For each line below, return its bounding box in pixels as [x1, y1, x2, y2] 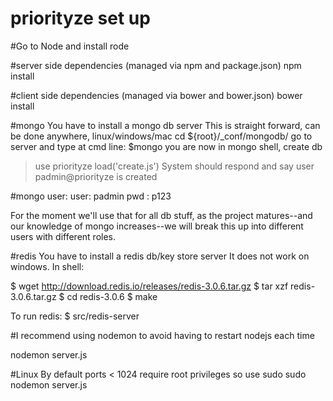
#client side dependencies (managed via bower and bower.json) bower [10, 89, 303, 101]
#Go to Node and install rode [10, 40, 130, 52]
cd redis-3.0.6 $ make [66, 290, 158, 302]
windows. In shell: [10, 260, 85, 272]
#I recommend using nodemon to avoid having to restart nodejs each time [10, 329, 315, 341]
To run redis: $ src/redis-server [10, 310, 140, 322]
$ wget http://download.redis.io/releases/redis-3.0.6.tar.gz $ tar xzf [10, 280, 289, 292]
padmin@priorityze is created [34, 170, 158, 182]
